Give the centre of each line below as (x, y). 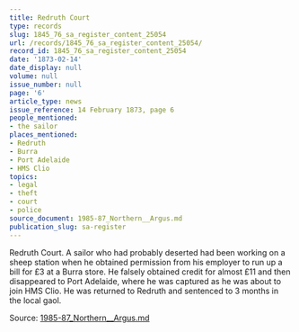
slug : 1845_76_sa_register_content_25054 (88, 34)
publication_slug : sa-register (68, 227)
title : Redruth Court (50, 18)
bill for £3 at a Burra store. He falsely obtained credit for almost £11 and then (150, 272)
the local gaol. (35, 300)
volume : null (34, 76)
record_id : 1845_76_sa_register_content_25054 (98, 51)
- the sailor (34, 127)
